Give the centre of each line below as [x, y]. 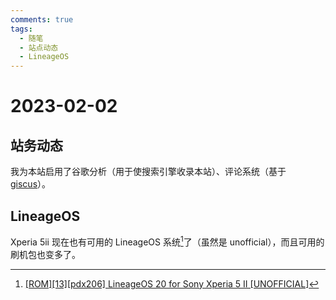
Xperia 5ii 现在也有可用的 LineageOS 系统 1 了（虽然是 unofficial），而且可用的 [167, 241]
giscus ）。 [31, 184]
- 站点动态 [39, 47]
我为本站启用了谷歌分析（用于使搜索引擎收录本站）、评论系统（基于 [148, 172]
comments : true [42, 19]
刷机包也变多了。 [45, 254]
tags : [21, 29]
